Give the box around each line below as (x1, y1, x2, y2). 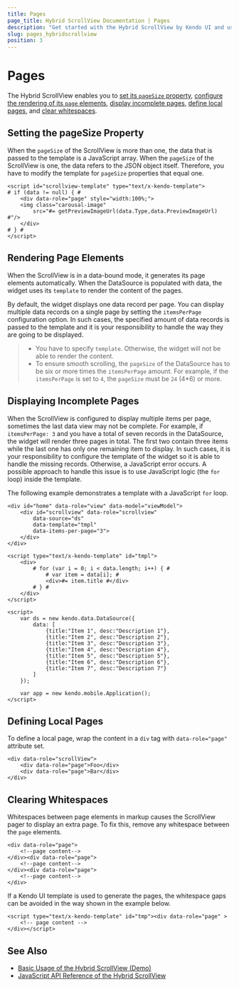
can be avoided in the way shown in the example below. (7, 899, 171, 908)
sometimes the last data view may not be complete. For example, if (7, 422, 204, 430)
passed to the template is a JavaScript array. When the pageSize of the (7, 153, 215, 162)
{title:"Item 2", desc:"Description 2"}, (45, 633, 171, 641)
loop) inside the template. (7, 475, 83, 483)
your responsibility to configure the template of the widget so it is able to (7, 452, 221, 460)
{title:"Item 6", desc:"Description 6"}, (45, 658, 171, 666)
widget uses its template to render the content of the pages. (7, 286, 184, 295)
